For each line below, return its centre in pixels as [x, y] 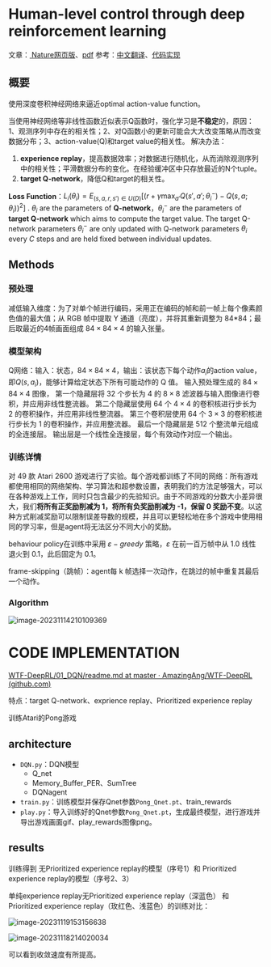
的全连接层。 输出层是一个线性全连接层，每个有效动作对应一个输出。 [122, 434]
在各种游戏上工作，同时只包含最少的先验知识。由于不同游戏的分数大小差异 [132, 496]
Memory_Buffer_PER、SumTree [84, 783]
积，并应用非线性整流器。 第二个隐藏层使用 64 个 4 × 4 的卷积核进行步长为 [132, 403]
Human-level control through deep [127, 14]
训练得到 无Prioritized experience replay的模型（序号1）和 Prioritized [123, 868]
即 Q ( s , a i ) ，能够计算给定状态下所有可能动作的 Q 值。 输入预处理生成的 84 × [133, 383]
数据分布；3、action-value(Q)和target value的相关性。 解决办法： [118, 141]
